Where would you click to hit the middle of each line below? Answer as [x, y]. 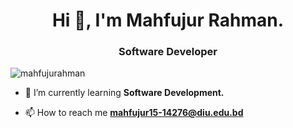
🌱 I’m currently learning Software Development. [124, 93]
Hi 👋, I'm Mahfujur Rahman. [168, 20]
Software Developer [168, 52]
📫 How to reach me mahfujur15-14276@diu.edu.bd [134, 113]
